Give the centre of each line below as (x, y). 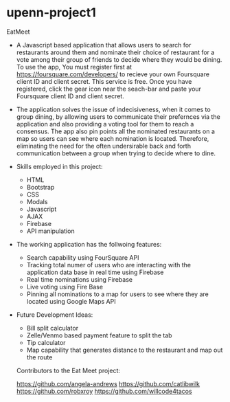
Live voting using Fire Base (65, 287)
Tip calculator (46, 342)
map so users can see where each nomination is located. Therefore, (113, 138)
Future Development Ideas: (55, 315)
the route (39, 357)
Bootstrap (41, 187)
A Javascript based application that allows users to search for (104, 45)
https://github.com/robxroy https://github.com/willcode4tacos (104, 391)
